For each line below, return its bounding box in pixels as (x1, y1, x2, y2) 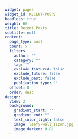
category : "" (14, 58, 41, 63)
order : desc (9, 90, 34, 95)
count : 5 (9, 44, 27, 49)
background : (9, 104, 34, 108)
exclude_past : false (14, 76, 56, 81)
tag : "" (14, 62, 29, 67)
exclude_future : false (14, 71, 60, 76)
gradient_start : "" (14, 108, 54, 113)
